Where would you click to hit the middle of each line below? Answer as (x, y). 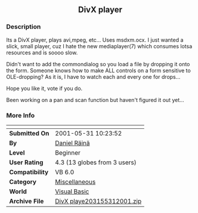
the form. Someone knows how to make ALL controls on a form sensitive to (98, 70)
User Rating (26, 162)
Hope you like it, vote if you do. (44, 88)
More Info (21, 115)
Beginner (68, 153)
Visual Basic (72, 192)
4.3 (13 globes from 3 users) (96, 162)
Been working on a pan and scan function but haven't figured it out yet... (95, 100)
